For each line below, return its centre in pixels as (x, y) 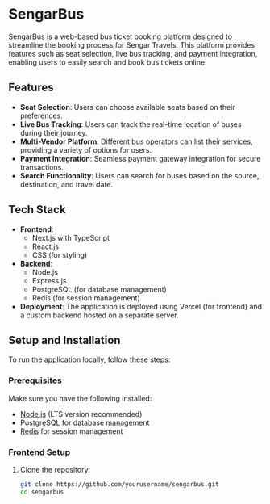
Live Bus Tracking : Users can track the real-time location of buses (131, 124)
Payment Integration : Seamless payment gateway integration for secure (140, 158)
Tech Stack (37, 210)
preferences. (41, 115)
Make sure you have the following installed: (80, 398)
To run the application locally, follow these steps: (89, 359)
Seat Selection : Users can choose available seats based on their (127, 107)
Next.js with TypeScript (71, 237)
